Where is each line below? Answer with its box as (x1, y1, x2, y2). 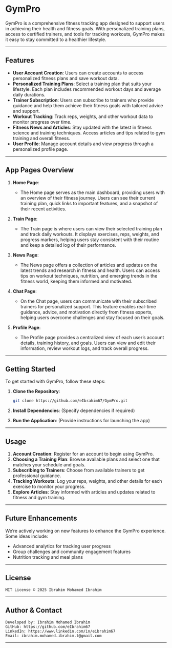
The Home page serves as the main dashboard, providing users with (20, 189, 165, 195)
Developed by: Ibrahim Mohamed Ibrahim (5, 619, 91, 625)
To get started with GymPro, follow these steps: (5, 378, 106, 385)
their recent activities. (20, 206, 67, 212)
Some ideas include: (5, 533, 49, 539)
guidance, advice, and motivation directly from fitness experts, (20, 309, 153, 315)
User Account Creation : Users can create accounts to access (12, 70, 144, 76)
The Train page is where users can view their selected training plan (20, 225, 162, 231)
